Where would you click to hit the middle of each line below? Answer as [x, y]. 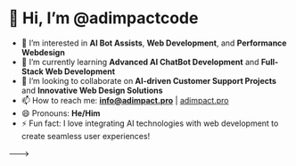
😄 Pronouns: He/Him [61, 113]
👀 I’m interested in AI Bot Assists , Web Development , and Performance [154, 43]
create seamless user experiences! [86, 136]
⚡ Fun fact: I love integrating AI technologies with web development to [150, 123]
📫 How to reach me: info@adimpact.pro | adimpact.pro [125, 100]
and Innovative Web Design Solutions [92, 90]
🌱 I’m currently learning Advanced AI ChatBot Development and [140, 62]
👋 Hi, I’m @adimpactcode [103, 18]
